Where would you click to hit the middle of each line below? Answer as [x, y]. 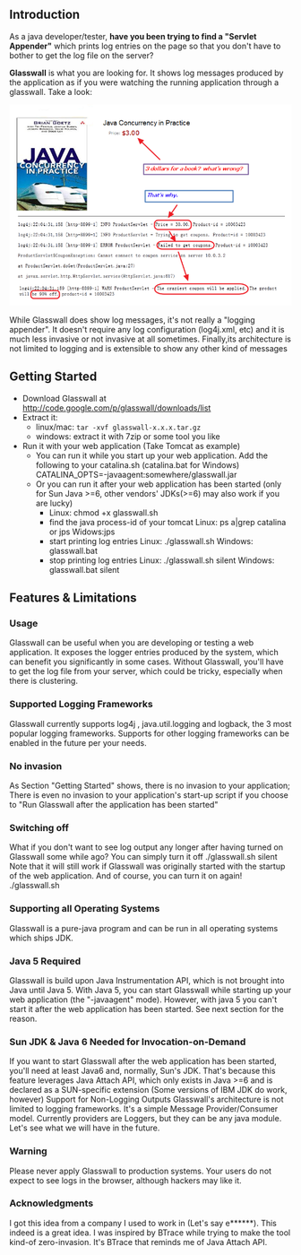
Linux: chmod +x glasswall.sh [103, 512]
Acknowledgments [52, 1203]
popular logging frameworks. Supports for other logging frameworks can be [149, 733]
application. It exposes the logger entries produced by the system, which [144, 653]
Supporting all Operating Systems [85, 909]
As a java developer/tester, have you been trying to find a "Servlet [133, 36]
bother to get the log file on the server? [82, 55]
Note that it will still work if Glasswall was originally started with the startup [147, 866]
